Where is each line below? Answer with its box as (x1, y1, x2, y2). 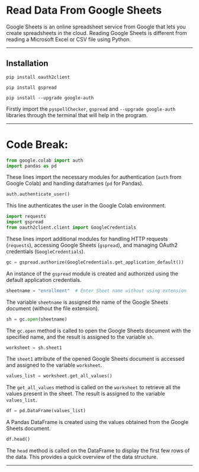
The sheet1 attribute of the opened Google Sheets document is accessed (6, 355, 185, 362)
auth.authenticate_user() (6, 191, 70, 197)
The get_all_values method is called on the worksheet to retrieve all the (6, 384, 181, 391)
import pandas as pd (6, 163, 57, 169)
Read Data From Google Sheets (6, 4, 162, 17)
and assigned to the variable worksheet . (6, 362, 102, 369)
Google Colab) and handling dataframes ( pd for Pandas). (6, 180, 144, 187)
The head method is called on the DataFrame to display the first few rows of (6, 447, 190, 454)
